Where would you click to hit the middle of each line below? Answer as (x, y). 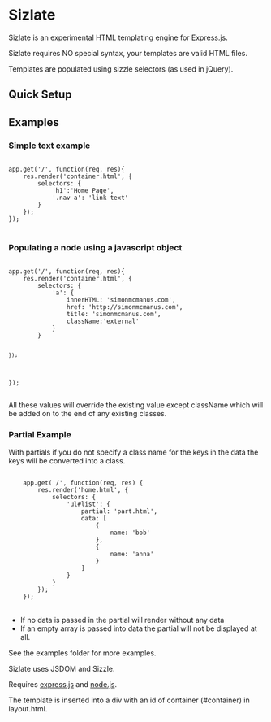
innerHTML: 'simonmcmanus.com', (121, 300)
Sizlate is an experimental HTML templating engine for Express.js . (118, 37)
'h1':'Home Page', (83, 191)
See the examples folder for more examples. (82, 653)
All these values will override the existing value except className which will (136, 405)
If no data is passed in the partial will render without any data (122, 620)
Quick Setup (40, 95)
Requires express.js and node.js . (63, 685)
